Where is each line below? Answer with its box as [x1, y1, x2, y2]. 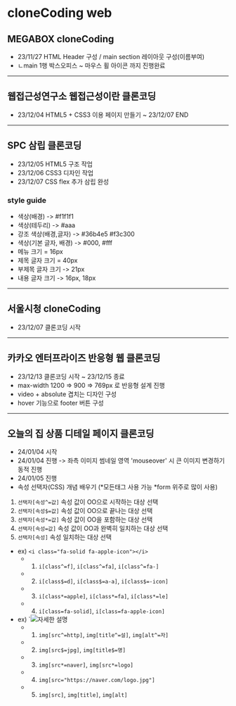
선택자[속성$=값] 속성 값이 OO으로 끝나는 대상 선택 [17, 507, 153, 515]
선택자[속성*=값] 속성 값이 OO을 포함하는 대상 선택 [17, 515, 153, 524]
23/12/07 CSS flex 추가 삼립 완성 [17, 177, 110, 186]
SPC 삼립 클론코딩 [7, 139, 82, 152]
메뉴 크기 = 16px [17, 247, 63, 256]
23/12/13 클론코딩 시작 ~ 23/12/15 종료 [17, 372, 125, 381]
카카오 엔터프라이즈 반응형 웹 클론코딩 [7, 352, 161, 364]
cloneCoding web [7, 5, 112, 21]
